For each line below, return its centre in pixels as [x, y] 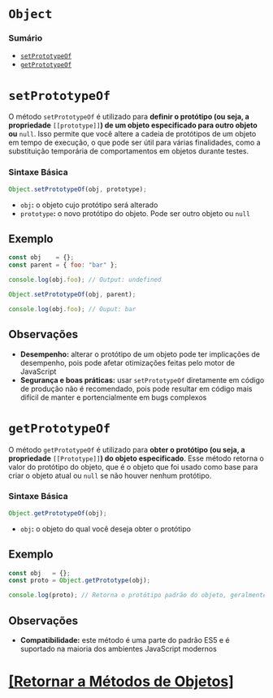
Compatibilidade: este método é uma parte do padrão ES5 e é [125, 639]
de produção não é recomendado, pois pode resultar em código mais [136, 388]
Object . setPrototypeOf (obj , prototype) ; [78, 189]
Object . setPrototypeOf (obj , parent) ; [72, 295]
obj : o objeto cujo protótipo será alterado [89, 205]
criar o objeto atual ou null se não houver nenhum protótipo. [110, 475]
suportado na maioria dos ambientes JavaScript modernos [118, 648]
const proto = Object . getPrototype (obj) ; [80, 581]
